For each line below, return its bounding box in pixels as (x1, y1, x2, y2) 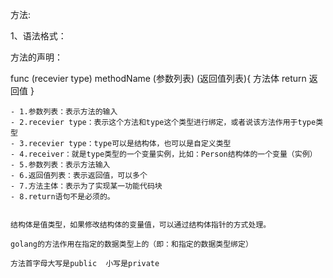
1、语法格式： (10, 30, 67, 42)
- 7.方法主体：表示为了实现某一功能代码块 (10, 181, 163, 191)
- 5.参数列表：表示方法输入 (10, 160, 111, 170)
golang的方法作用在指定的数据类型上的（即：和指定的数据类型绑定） (10, 239, 253, 249)
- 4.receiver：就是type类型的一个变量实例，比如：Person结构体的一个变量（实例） (10, 149, 318, 159)
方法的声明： (10, 51, 63, 63)
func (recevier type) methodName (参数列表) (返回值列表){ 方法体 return (10, 73, 307, 84)
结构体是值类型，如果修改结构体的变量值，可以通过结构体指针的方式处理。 (10, 220, 272, 230)
